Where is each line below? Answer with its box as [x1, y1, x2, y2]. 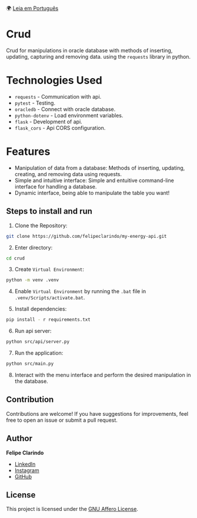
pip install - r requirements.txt [6, 317, 91, 323]
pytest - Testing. [14, 99, 56, 106]
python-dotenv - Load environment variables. [14, 112, 123, 119]
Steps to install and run [6, 206, 93, 216]
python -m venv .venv [6, 277, 59, 283]
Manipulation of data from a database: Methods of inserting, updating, [14, 164, 185, 171]
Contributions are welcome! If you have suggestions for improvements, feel [6, 410, 189, 417]
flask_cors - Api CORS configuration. [14, 124, 106, 131]
